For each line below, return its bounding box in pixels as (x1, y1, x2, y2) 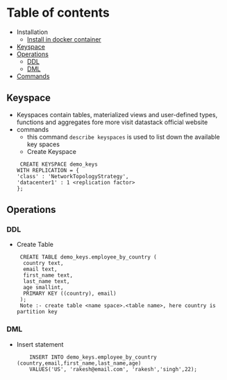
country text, (23, 260, 64, 267)
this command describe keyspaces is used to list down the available (26, 132, 220, 141)
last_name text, (23, 278, 70, 285)
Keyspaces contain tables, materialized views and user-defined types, (16, 110, 218, 119)
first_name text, (23, 272, 74, 279)
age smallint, (23, 284, 64, 291)
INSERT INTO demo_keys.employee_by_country (29, 354, 157, 361)
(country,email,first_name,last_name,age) (16, 359, 142, 367)
